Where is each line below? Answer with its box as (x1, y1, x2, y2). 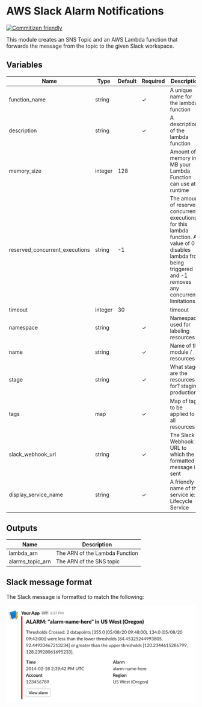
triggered (170, 266, 194, 273)
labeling (170, 327, 190, 334)
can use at (170, 180, 196, 187)
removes (170, 278, 192, 286)
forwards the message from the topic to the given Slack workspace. (6, 42, 174, 50)
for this (170, 220, 188, 228)
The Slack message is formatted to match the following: (6, 593, 144, 600)
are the (170, 369, 188, 377)
